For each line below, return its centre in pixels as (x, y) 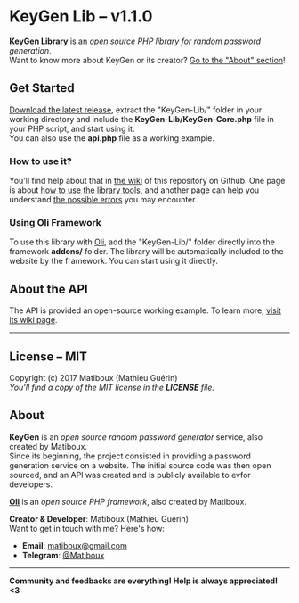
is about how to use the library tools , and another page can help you (134, 190)
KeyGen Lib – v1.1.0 (81, 17)
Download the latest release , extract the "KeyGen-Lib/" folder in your (136, 110)
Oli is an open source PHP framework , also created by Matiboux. (128, 501)
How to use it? (41, 161)
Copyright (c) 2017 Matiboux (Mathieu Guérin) (93, 377)
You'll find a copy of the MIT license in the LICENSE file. (112, 387)
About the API (49, 289)
